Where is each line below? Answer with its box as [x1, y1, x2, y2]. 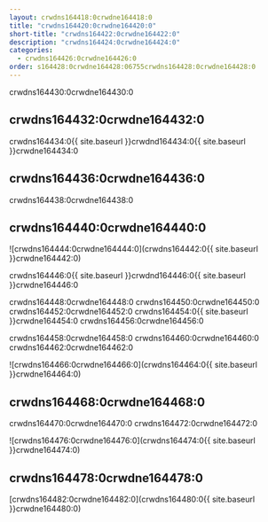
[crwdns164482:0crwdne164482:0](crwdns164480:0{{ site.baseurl [9, 494, 256, 504]
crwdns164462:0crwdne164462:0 [9, 342, 134, 353]
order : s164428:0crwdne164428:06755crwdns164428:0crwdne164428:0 [9, 63, 256, 72]
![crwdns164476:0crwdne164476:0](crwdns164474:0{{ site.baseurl [9, 435, 256, 446]
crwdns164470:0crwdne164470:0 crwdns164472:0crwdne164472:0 [9, 418, 258, 429]
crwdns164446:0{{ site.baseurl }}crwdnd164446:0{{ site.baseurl [9, 270, 246, 281]
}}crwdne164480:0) [9, 503, 82, 514]
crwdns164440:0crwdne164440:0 [9, 220, 207, 235]
